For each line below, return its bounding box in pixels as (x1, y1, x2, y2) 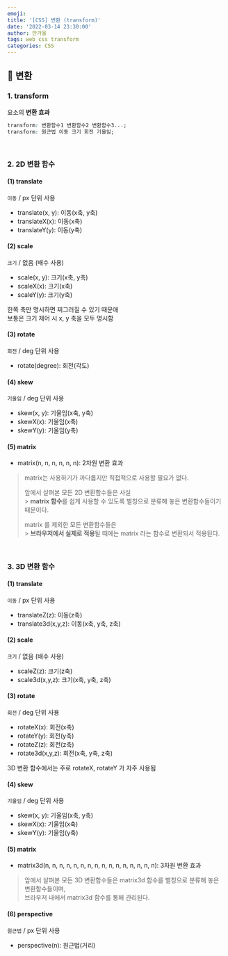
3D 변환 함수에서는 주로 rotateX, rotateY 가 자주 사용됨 (7, 763, 156, 772)
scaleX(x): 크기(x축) (17, 282, 73, 290)
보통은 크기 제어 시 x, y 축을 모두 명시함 (7, 314, 114, 322)
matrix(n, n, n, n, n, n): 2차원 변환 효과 (17, 459, 124, 467)
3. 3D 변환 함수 (7, 562, 56, 572)
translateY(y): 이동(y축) (17, 225, 83, 234)
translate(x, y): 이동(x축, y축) (17, 208, 98, 216)
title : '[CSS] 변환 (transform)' (7, 17, 101, 24)
